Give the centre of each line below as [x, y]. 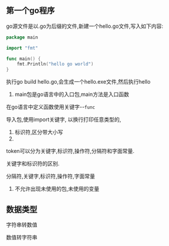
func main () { [24, 59]
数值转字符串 [22, 237]
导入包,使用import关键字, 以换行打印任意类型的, [64, 120]
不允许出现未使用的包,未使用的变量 [57, 189]
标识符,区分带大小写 [39, 132]
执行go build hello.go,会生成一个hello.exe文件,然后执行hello [78, 82]
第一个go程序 [30, 11]
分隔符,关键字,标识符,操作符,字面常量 [51, 176]
